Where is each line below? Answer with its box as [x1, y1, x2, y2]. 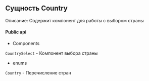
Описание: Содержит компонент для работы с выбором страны [5, 17, 144, 23]
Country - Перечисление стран [5, 70, 72, 76]
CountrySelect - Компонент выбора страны [5, 50, 98, 56]
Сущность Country [5, 4, 68, 13]
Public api [5, 29, 27, 35]
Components [12, 40, 40, 47]
